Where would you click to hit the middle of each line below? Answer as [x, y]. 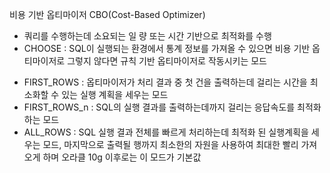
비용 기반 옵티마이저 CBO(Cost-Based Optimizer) [107, 14]
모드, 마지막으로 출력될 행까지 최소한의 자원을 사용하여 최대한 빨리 [170, 144]
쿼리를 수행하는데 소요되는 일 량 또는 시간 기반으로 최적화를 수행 [147, 36]
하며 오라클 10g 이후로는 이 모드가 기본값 [122, 157]
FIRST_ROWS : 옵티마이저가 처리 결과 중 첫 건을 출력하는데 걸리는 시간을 [165, 82]
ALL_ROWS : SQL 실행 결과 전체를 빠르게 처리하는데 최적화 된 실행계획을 [166, 132]
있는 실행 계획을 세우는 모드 [115, 94]
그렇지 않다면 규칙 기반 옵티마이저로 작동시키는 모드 [167, 61]
